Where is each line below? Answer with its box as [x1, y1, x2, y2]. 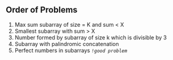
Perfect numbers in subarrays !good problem [14, 47, 128, 54]
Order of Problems [6, 5, 78, 15]
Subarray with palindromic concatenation [14, 40, 119, 47]
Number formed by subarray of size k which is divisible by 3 [14, 33, 167, 41]
